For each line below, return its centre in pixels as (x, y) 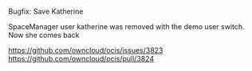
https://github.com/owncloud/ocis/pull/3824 (81, 59)
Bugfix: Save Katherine (46, 11)
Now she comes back (44, 35)
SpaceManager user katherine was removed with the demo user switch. (126, 26)
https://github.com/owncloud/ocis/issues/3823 (86, 50)
